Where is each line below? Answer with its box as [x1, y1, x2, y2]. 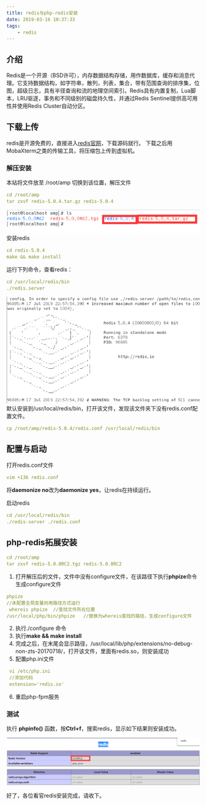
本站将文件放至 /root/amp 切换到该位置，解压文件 [6, 179, 132, 186]
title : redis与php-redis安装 [6, 10, 78, 16]
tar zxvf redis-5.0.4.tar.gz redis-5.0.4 [6, 198, 114, 205]
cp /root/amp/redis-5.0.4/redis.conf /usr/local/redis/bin [6, 426, 161, 432]
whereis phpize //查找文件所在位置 [9, 607, 96, 613]
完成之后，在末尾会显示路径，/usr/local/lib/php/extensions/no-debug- [15, 640, 193, 648]
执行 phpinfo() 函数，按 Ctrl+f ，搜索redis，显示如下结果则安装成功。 [6, 725, 180, 732]
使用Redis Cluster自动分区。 [17, 102, 89, 110]
